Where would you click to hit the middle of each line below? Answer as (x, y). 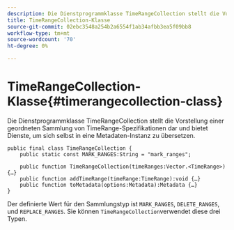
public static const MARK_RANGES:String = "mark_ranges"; (106, 154)
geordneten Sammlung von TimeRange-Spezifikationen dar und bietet (108, 128)
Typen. (17, 219)
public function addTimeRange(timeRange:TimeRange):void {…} (110, 178)
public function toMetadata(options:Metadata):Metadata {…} (109, 185)
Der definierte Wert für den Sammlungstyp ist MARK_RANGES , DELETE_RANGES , (114, 204)
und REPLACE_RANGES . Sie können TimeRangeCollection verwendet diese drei (114, 211)
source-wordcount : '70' (42, 40)
